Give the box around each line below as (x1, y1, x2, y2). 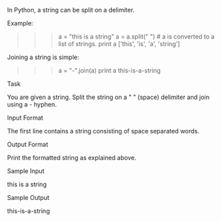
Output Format (7, 140, 49, 148)
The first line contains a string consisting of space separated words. (7, 127, 200, 135)
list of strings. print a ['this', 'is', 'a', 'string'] (58, 40, 181, 47)
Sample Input (7, 167, 45, 175)
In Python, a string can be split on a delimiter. (7, 6, 135, 14)
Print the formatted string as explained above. (7, 154, 137, 162)
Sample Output (7, 194, 50, 201)
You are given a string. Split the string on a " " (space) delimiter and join (7, 93, 210, 101)
